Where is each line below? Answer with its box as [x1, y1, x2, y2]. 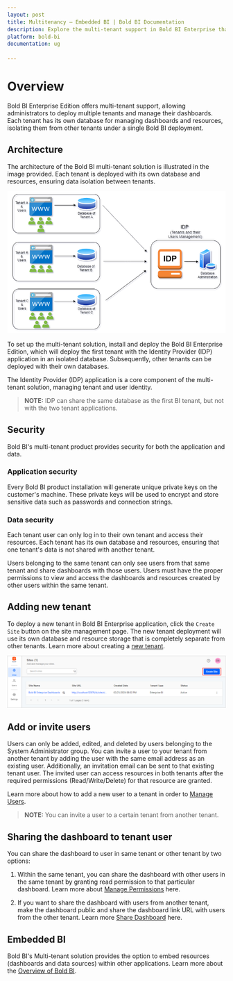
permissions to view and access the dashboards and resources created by [7, 574, 221, 582]
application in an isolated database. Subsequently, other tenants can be [7, 354, 212, 363]
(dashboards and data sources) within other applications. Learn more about [7, 959, 223, 967]
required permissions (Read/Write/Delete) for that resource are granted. [7, 777, 213, 785]
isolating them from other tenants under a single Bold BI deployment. [7, 124, 204, 132]
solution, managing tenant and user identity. [26, 383, 153, 391]
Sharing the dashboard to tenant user [7, 831, 173, 843]
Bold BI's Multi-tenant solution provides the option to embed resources [7, 952, 210, 960]
